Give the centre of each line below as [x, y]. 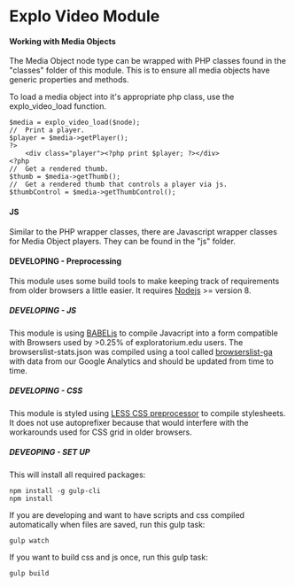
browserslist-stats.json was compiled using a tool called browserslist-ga [141, 351]
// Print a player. [47, 130]
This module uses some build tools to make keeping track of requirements [144, 281]
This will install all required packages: [78, 475]
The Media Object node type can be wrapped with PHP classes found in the [147, 61]
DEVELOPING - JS [43, 311]
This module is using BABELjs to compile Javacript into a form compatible [144, 333]
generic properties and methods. [69, 80]
